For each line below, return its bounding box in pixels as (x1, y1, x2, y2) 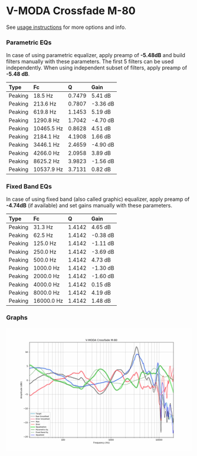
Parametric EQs (6, 38, 52, 47)
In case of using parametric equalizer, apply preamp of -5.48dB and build (6, 52, 186, 59)
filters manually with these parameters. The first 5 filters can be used (6, 58, 174, 65)
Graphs (6, 313, 28, 322)
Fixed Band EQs (6, 182, 52, 190)
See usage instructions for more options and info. (6, 24, 127, 31)
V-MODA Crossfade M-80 (6, 4, 136, 18)
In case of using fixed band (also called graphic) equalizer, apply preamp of (6, 196, 190, 203)
